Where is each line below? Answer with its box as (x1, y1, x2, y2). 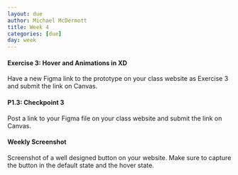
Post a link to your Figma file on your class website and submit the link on (7, 114, 222, 123)
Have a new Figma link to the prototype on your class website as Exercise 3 (7, 74, 229, 83)
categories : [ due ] (7, 30, 62, 38)
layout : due (7, 10, 43, 18)
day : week (7, 37, 37, 44)
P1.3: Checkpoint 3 (7, 98, 65, 106)
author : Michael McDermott (7, 17, 87, 24)
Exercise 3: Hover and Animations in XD (7, 58, 128, 67)
